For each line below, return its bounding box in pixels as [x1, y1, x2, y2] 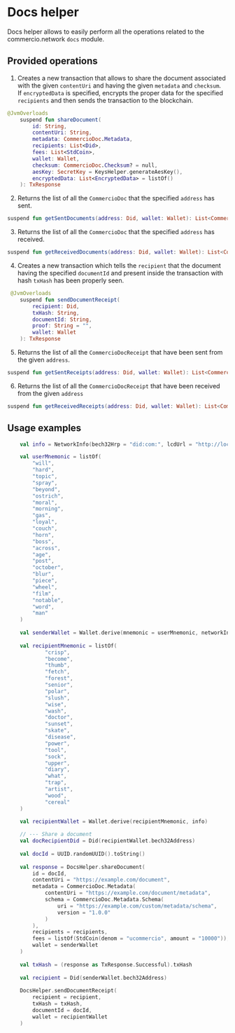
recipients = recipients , [32, 929, 108, 936]
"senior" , [44, 681, 73, 689]
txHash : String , [32, 309, 80, 316]
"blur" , [32, 570, 55, 578]
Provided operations [7, 55, 98, 67]
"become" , [44, 655, 73, 662]
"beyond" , [32, 486, 61, 493]
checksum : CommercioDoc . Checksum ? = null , [32, 162, 158, 169]
